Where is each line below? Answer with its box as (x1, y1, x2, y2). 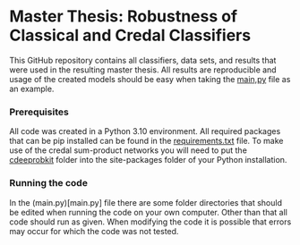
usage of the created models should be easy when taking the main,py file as (9, 73, 291, 84)
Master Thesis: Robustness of (9, 6, 238, 27)
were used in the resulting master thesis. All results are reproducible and (9, 64, 277, 75)
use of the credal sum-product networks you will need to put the (9, 145, 248, 156)
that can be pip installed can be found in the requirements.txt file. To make (9, 136, 284, 147)
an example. (9, 83, 55, 94)
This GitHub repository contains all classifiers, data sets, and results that (9, 55, 277, 65)
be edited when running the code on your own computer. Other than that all (9, 207, 288, 217)
